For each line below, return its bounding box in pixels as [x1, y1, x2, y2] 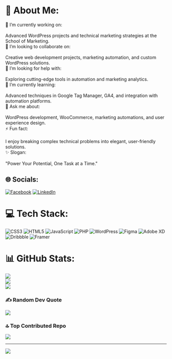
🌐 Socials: [5, 175, 39, 184]
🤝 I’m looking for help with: [5, 65, 61, 71]
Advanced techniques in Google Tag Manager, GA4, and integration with [5, 92, 158, 98]
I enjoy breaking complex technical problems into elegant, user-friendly [5, 138, 156, 144]
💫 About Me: [5, 5, 59, 16]
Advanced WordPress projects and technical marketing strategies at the [5, 32, 157, 38]
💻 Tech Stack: [5, 208, 69, 220]
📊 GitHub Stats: [5, 252, 75, 264]
